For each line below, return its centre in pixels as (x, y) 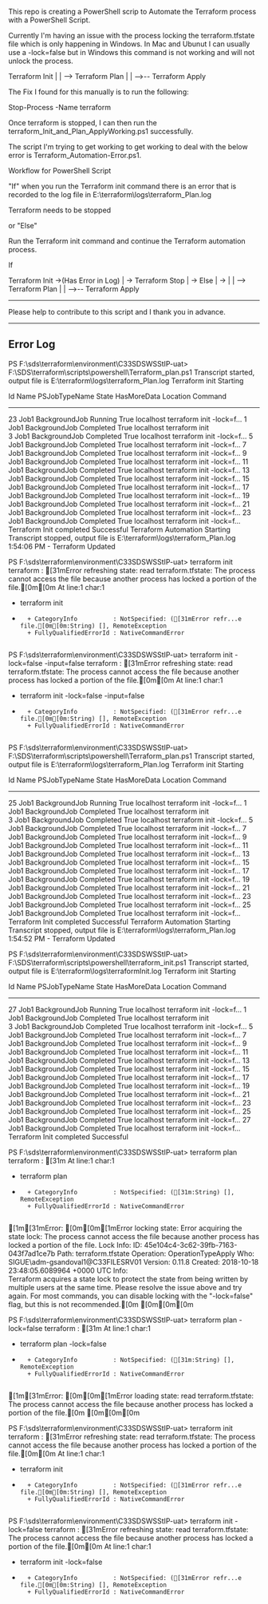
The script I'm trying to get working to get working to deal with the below (128, 147)
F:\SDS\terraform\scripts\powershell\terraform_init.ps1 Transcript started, (129, 962)
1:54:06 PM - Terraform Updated (62, 546)
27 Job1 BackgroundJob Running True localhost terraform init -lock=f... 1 (128, 1009)
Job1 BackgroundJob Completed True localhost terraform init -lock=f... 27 (130, 1119)
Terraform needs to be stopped (60, 210)
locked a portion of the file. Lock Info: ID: (75, 1245)
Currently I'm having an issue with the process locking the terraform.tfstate (132, 36)
